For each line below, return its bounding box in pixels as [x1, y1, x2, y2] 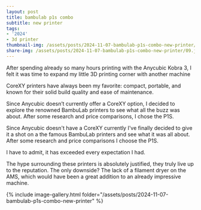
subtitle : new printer [6, 20, 63, 26]
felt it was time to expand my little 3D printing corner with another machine [6, 70, 191, 78]
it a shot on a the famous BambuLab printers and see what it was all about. [6, 130, 190, 138]
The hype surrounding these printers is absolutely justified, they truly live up [6, 160, 194, 168]
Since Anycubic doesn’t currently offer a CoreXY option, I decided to [6, 100, 175, 107]
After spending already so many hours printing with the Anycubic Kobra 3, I [6, 64, 191, 71]
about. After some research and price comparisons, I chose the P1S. [6, 112, 174, 120]
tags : [6, 25, 20, 32]
